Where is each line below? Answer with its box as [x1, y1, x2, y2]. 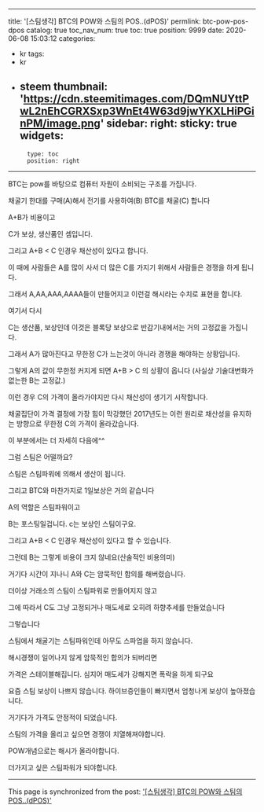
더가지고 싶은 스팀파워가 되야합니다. [8, 762, 118, 772]
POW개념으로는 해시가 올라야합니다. [8, 746, 119, 755]
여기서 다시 [8, 306, 42, 315]
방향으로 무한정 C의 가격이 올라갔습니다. [16, 418, 139, 428]
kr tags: [19, 49, 45, 58]
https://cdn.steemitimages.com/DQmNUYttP [23, 92, 250, 106]
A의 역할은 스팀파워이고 [8, 502, 81, 512]
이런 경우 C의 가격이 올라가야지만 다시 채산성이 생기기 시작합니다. [8, 392, 208, 402]
